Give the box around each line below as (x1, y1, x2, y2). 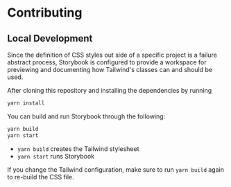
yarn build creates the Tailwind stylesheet (17, 144, 140, 153)
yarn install (7, 100, 45, 107)
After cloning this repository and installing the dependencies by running (7, 87, 212, 94)
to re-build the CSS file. (7, 172, 74, 181)
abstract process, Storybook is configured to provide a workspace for (7, 58, 207, 66)
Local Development (7, 33, 93, 44)
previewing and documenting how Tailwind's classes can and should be (7, 66, 213, 73)
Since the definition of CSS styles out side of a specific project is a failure (7, 51, 217, 59)
